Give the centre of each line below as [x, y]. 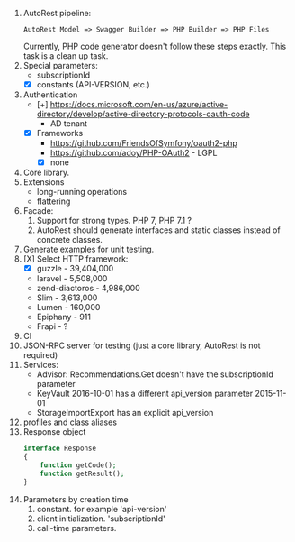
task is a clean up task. [66, 56]
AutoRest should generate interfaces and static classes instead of [159, 230]
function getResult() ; [82, 473]
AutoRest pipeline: [57, 13]
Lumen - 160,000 [68, 308]
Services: [41, 365]
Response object [54, 432]
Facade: [38, 211]
